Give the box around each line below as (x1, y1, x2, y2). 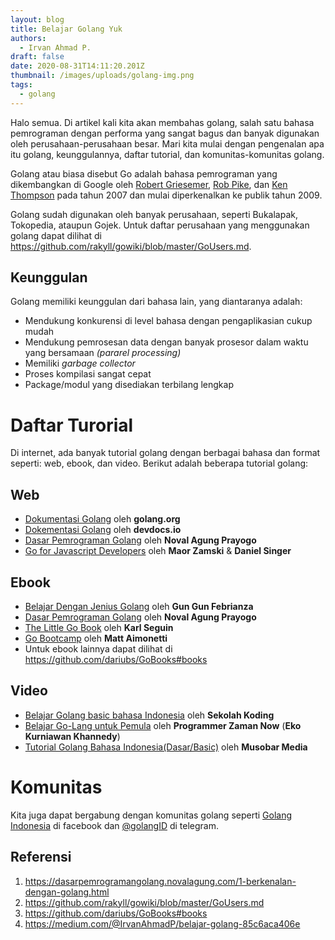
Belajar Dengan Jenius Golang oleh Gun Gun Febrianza (24, 601, 254, 612)
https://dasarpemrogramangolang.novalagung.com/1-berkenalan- (24, 875, 297, 887)
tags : (10, 80, 33, 90)
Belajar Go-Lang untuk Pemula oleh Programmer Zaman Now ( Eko (24, 719, 302, 731)
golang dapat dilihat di (10, 229, 102, 241)
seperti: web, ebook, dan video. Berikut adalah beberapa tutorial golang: (10, 457, 309, 470)
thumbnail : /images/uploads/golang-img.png (10, 71, 195, 81)
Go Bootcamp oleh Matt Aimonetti (24, 632, 168, 644)
